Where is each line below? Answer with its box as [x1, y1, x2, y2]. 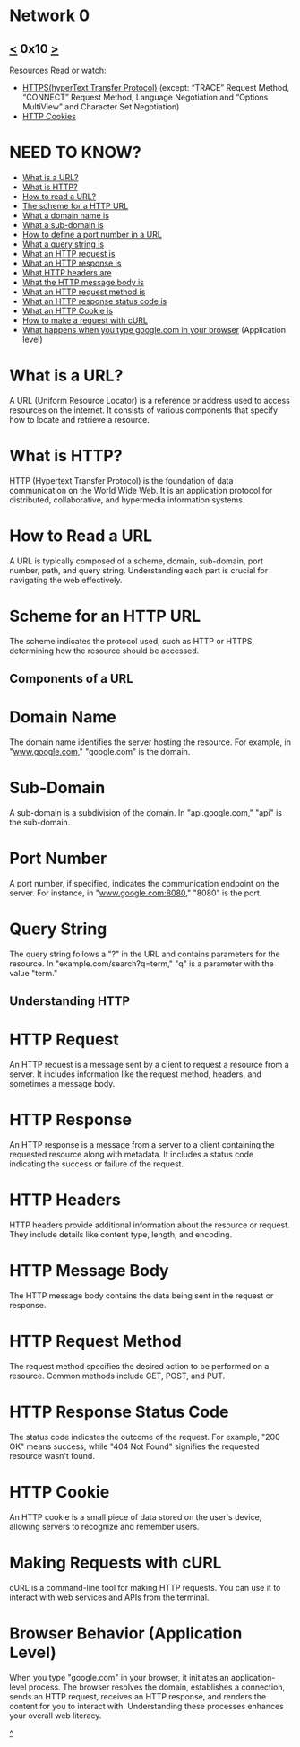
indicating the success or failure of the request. [9, 1158, 184, 1169]
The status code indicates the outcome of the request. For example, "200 [9, 1431, 280, 1442]
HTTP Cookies [21, 111, 76, 121]
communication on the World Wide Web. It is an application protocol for [9, 485, 273, 495]
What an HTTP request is [21, 248, 116, 258]
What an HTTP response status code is [21, 295, 167, 306]
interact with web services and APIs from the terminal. [9, 1592, 210, 1603]
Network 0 [9, 5, 90, 26]
